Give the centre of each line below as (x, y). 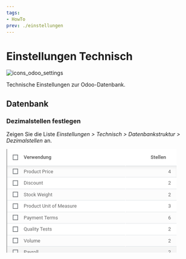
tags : (13, 13)
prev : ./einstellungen (35, 25)
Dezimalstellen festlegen (43, 121)
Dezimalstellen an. (29, 140)
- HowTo (16, 19)
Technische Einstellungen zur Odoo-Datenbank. (66, 85)
